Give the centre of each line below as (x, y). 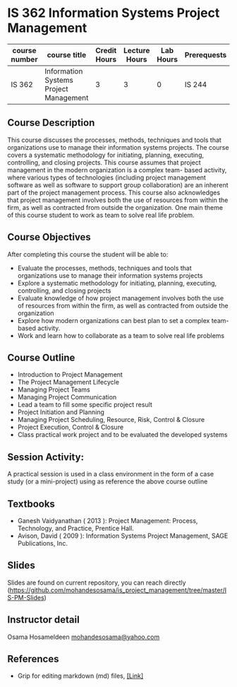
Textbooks (31, 504)
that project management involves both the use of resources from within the (118, 200)
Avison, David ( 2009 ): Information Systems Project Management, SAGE (123, 536)
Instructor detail (43, 620)
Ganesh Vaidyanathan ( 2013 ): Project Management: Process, (108, 521)
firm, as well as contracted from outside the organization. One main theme (115, 207)
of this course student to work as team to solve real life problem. (101, 215)
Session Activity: (46, 457)
